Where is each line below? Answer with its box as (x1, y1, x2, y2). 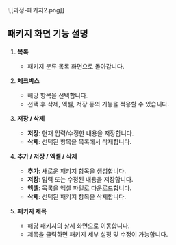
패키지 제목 (16, 207, 47, 215)
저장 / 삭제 (16, 114, 45, 122)
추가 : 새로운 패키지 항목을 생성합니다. (27, 167, 127, 175)
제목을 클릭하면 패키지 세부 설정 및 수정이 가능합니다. (27, 230, 168, 238)
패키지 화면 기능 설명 (7, 28, 88, 40)
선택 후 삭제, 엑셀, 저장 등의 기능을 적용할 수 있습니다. (27, 100, 170, 108)
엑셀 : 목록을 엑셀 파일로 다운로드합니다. (27, 184, 132, 192)
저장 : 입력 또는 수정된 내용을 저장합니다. (27, 175, 134, 183)
